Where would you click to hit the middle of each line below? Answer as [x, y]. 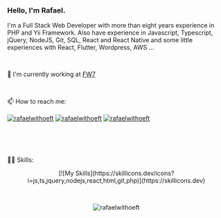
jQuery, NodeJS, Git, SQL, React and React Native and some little [100, 40]
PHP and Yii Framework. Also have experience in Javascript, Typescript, [110, 33]
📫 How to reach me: [37, 102]
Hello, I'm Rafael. [36, 10]
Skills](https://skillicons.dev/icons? [125, 173]
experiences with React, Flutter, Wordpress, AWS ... [81, 48]
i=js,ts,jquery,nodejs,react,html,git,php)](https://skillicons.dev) [116, 180]
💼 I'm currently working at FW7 [51, 74]
